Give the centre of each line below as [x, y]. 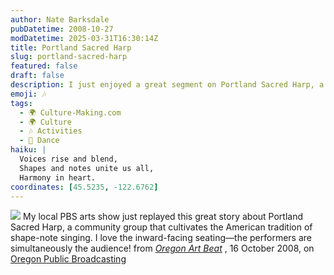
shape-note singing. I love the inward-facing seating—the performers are [161, 238]
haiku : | [28, 150]
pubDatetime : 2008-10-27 [62, 29]
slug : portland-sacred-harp [69, 57]
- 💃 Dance [39, 141]
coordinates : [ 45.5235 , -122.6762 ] [84, 187]
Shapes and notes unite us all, [87, 168]
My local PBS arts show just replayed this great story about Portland [163, 217]
